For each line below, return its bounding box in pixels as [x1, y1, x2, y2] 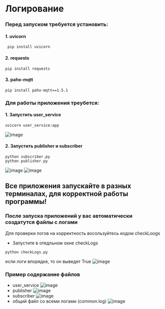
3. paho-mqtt [5, 77, 33, 83]
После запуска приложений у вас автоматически [5, 212, 132, 219]
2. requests [5, 55, 29, 61]
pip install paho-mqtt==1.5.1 [5, 88, 68, 93]
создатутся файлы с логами [5, 219, 78, 226]
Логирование [5, 3, 64, 15]
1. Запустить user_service [5, 112, 61, 118]
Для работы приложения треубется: [5, 99, 99, 106]
